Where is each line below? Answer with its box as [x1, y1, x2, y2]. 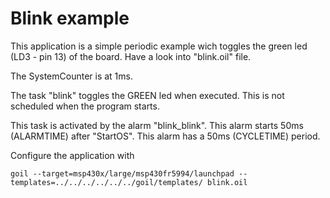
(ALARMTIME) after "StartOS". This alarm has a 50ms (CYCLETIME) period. [10, 130, 321, 142]
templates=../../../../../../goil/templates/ [10, 177, 203, 187]
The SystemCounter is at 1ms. [10, 70, 133, 82]
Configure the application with [10, 149, 135, 161]
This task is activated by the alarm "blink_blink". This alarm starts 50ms [10, 119, 304, 131]
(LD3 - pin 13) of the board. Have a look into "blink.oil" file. [10, 50, 252, 62]
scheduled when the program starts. [10, 100, 160, 112]
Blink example [10, 7, 130, 30]
